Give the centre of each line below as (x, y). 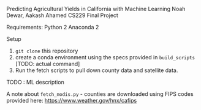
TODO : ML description (35, 82)
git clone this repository (47, 51)
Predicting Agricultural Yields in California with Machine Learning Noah (96, 9)
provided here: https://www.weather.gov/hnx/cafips (72, 101)
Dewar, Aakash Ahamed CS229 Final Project (62, 15)
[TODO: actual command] (47, 64)
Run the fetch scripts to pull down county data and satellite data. (97, 70)
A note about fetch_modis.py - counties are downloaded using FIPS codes (100, 94)
